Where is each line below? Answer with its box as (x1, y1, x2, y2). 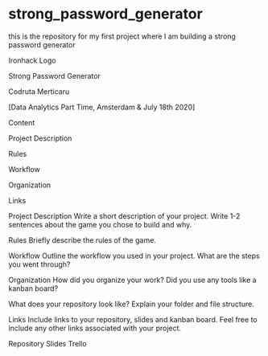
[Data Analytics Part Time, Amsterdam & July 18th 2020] (8, 102, 196, 112)
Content (8, 117, 35, 127)
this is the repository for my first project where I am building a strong (8, 31, 236, 41)
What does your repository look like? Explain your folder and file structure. (8, 299, 255, 309)
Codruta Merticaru (8, 86, 70, 96)
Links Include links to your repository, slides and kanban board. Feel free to (8, 314, 258, 324)
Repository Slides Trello (8, 338, 87, 348)
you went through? (8, 259, 71, 269)
